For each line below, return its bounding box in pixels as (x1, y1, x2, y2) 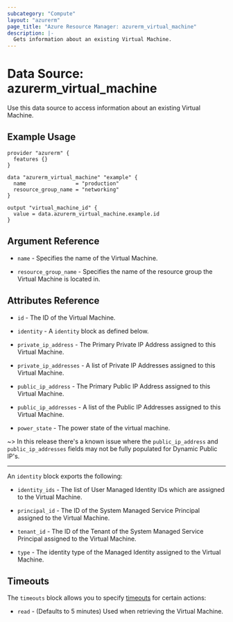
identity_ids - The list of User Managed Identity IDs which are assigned (17, 485, 225, 493)
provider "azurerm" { (7, 149, 70, 156)
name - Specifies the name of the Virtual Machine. (17, 254, 158, 262)
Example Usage (7, 131, 76, 143)
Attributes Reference (7, 295, 100, 306)
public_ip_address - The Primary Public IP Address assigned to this (17, 382, 211, 390)
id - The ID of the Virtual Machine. (17, 313, 116, 322)
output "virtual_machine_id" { (7, 204, 98, 211)
